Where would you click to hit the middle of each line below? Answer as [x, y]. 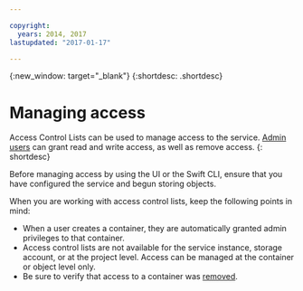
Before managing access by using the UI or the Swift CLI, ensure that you [146, 174]
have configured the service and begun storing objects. [113, 184]
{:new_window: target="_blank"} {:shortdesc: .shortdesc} [116, 76]
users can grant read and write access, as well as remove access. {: [136, 147]
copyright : [30, 25]
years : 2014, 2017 [52, 34]
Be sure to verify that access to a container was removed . [130, 277]
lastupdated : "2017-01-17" [60, 42]
